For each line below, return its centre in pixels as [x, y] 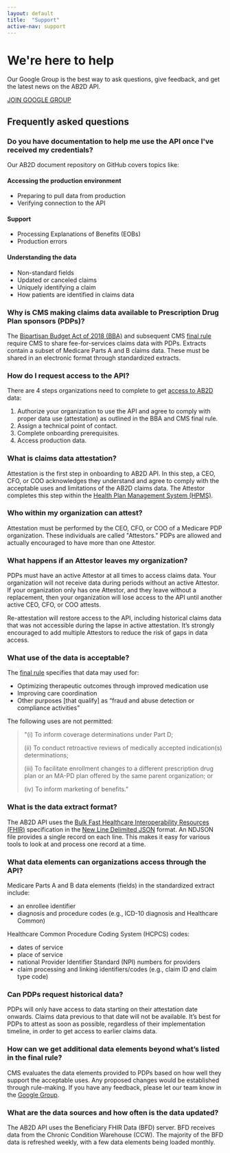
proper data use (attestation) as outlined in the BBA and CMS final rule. [117, 419]
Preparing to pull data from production [71, 196]
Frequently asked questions [68, 121]
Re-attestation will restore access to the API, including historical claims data [114, 618]
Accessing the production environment [64, 180]
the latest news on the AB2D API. [54, 87]
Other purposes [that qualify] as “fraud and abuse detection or [105, 701]
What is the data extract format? [62, 807]
